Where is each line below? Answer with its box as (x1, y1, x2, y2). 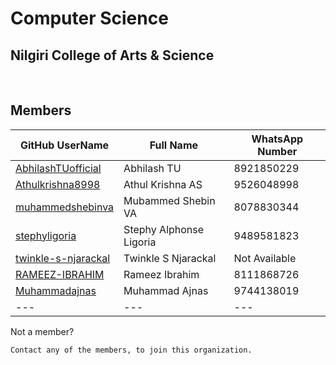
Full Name (149, 138, 199, 152)
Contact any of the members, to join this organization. (10, 345, 253, 355)
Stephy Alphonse (123, 222, 205, 236)
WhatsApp (251, 132, 304, 146)
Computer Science (10, 7, 169, 30)
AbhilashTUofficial (15, 161, 102, 175)
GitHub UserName (19, 138, 110, 152)
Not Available (233, 251, 297, 265)
